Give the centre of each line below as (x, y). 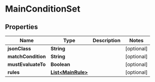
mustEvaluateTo (27, 64)
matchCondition (27, 57)
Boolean (60, 64)
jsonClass (19, 49)
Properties (22, 27)
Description (107, 41)
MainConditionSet (43, 9)
